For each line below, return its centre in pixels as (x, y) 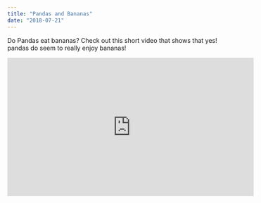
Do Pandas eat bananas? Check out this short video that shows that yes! (112, 40)
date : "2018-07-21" (36, 20)
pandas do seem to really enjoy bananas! (67, 48)
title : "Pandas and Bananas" (50, 14)
